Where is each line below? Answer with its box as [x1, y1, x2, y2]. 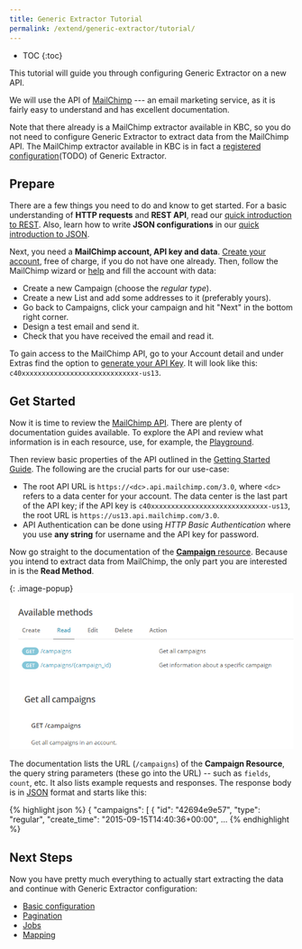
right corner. [22, 312, 69, 323]
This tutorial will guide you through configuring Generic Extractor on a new [9, 68, 287, 78]
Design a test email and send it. [22, 321, 140, 333]
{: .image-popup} [9, 583, 74, 594]
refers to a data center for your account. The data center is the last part [22, 491, 288, 502]
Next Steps [9, 850, 73, 865]
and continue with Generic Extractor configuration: [9, 883, 198, 894]
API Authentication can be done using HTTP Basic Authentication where [22, 519, 291, 531]
